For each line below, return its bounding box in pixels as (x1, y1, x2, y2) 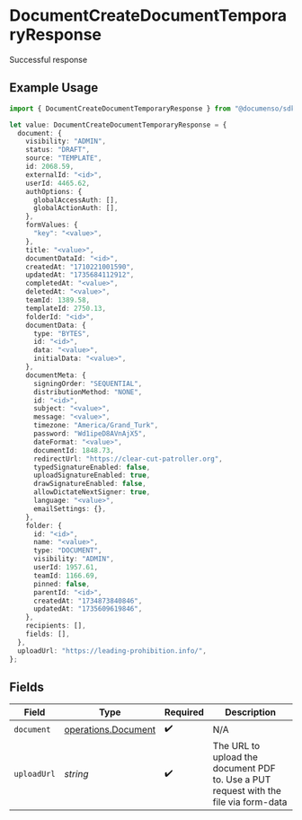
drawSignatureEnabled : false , (32, 480, 147, 489)
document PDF (212, 763, 276, 775)
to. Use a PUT (212, 773, 271, 786)
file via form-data (212, 796, 288, 808)
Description (224, 706, 277, 719)
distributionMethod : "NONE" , (32, 387, 143, 396)
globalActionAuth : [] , (32, 204, 119, 213)
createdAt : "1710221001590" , (25, 262, 135, 271)
